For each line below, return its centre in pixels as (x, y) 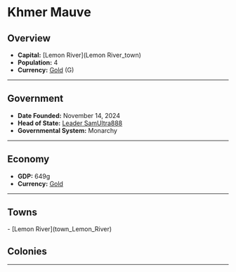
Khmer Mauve (49, 12)
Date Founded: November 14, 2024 (69, 115)
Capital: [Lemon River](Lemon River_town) (79, 55)
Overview (29, 38)
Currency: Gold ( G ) (46, 70)
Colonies (27, 251)
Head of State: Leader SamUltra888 (70, 123)
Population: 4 (38, 63)
